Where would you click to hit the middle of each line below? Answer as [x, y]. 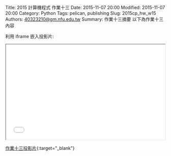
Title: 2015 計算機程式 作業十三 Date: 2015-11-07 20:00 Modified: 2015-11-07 [85, 7]
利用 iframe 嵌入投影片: [30, 36]
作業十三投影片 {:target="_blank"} [40, 148]
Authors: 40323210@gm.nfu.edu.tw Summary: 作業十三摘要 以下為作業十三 [84, 19]
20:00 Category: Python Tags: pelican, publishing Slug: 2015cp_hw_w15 [81, 13]
